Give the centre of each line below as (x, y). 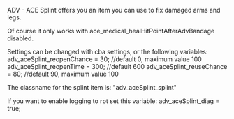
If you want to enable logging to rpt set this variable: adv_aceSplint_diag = (114, 101)
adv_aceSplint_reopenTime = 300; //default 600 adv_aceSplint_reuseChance (117, 66)
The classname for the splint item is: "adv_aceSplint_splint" (92, 87)
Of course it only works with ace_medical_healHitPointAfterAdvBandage (111, 31)
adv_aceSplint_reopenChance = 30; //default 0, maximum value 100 (105, 59)
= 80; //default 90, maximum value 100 (63, 74)
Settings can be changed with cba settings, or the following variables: (108, 52)
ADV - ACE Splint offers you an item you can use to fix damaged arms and (114, 10)
